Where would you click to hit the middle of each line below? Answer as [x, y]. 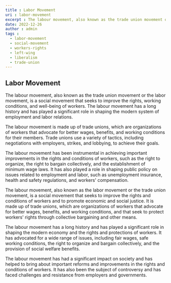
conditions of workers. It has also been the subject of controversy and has [83, 270]
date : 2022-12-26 [24, 24]
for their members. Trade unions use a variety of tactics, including [75, 138]
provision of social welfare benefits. [43, 249]
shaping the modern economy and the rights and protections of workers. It [83, 232]
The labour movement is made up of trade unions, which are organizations [83, 127]
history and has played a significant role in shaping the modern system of [82, 112]
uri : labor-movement [28, 15]
